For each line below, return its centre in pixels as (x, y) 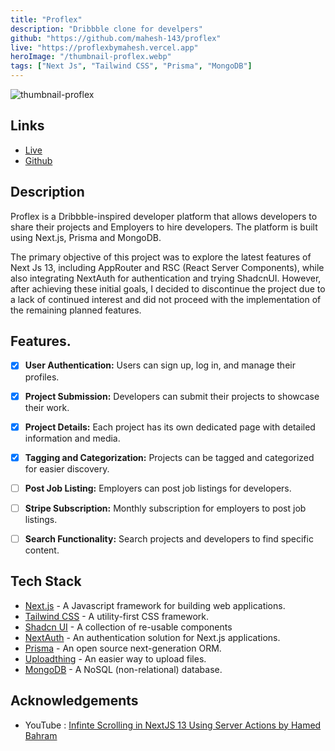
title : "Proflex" (46, 19)
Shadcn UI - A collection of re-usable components (128, 627)
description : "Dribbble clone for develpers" (106, 29)
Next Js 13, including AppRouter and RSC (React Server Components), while (167, 267)
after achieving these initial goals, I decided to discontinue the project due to (168, 288)
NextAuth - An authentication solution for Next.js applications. (152, 637)
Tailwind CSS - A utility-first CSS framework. (116, 616)
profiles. (42, 377)
